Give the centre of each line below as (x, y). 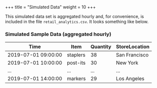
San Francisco (132, 55)
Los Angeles (130, 79)
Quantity (101, 47)
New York (127, 63)
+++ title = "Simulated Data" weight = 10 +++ (50, 7)
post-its (76, 63)
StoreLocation (133, 47)
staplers (76, 55)
